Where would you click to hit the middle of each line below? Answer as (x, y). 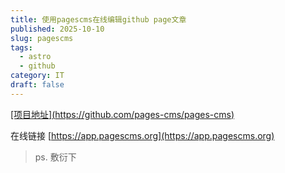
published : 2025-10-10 (57, 29)
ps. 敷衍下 (55, 157)
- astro (35, 57)
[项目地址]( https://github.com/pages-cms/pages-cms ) (122, 114)
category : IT (37, 76)
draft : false (37, 85)
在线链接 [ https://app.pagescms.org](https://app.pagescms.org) (142, 135)
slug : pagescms (42, 38)
